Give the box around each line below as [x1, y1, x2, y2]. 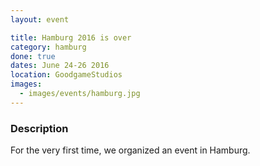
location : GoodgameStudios [10, 70, 123, 80]
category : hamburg [10, 42, 87, 52]
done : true [10, 51, 56, 61]
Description [10, 121, 69, 135]
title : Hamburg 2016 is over [10, 32, 132, 43]
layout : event [10, 14, 70, 25]
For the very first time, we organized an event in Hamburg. [10, 144, 251, 156]
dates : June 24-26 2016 [10, 61, 110, 71]
